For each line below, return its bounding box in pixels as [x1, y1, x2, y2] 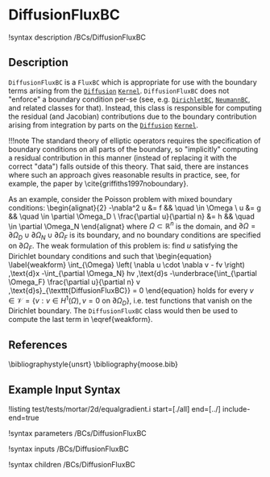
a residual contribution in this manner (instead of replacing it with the [8, 153, 238, 162]
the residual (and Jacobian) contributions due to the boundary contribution [8, 111, 257, 121]
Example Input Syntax [8, 383, 121, 396]
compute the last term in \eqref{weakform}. [8, 315, 153, 324]
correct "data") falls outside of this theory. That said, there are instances [8, 161, 249, 171]
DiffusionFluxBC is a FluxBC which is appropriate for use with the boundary [8, 77, 258, 86]
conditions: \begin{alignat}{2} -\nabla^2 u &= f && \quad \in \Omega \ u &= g [8, 203, 262, 212]
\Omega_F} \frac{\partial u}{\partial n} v [8, 277, 141, 287]
